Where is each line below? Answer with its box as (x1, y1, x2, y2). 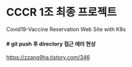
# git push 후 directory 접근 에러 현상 (6, 40, 96, 47)
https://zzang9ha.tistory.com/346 (6, 54, 90, 61)
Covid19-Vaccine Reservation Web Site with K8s (6, 25, 126, 33)
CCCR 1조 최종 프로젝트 (6, 5, 117, 19)
